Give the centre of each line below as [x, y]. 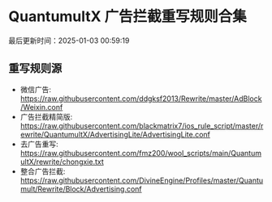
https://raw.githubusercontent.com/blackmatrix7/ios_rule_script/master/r [142, 125]
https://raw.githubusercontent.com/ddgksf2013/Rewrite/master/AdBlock [141, 99]
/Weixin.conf [41, 107]
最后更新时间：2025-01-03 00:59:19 [69, 40]
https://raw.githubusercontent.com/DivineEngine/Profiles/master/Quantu [142, 180]
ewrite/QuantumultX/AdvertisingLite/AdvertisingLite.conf [115, 134]
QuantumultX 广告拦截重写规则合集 [128, 17]
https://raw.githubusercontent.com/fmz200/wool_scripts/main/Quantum [141, 153]
